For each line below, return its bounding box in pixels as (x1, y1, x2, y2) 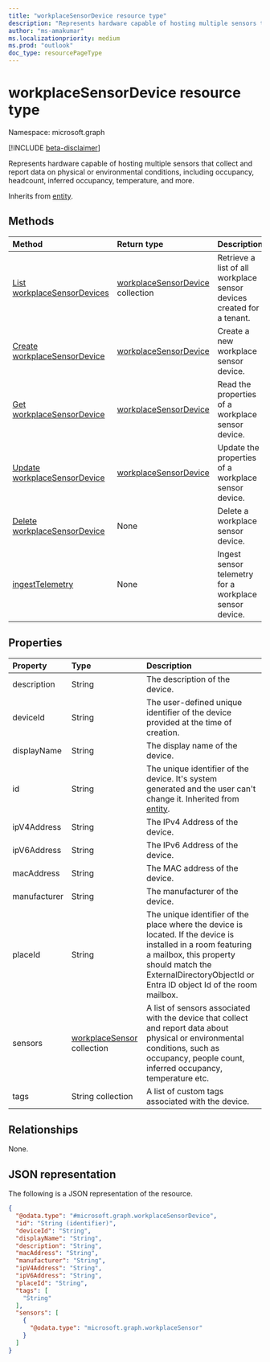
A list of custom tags (145, 1085, 224, 1097)
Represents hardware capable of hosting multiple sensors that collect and (8, 158, 253, 168)
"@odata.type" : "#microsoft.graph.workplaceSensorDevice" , (15, 1212, 218, 1220)
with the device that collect (145, 1012, 248, 1024)
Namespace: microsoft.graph (8, 127, 105, 137)
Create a (217, 325, 250, 336)
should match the (145, 958, 212, 970)
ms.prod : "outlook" (8, 42, 74, 50)
